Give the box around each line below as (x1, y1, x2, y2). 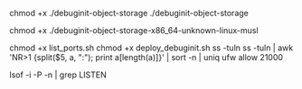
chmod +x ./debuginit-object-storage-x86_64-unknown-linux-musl (9, 25, 260, 35)
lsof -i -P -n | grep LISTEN (9, 69, 107, 80)
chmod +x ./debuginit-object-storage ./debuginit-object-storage (9, 8, 249, 18)
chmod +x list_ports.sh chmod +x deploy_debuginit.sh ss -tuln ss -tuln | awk (9, 42, 294, 53)
